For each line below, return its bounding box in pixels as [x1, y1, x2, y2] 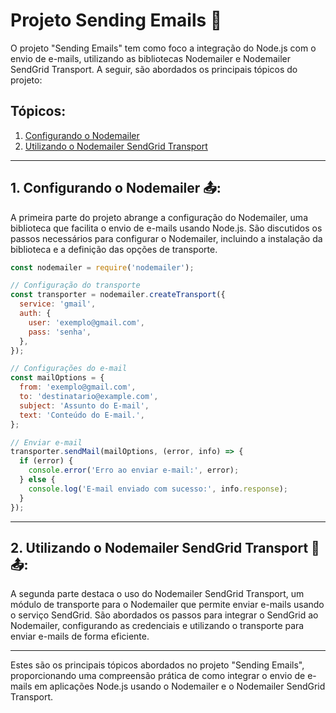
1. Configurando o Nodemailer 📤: [10, 180, 222, 197]
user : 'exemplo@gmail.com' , [28, 317, 145, 328]
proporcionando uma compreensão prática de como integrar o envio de [10, 670, 306, 682]
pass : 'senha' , [28, 327, 92, 337]
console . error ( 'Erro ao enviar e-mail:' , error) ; [28, 465, 240, 476]
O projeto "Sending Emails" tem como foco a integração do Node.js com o [10, 42, 317, 54]
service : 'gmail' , [19, 299, 97, 309]
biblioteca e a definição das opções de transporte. [10, 243, 218, 255]
